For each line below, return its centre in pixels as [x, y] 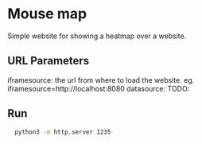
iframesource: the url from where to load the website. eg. [101, 80]
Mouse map [47, 14]
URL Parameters [48, 61]
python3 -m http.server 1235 [63, 132]
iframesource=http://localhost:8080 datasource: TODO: [99, 88]
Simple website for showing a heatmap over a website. [97, 36]
